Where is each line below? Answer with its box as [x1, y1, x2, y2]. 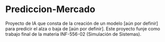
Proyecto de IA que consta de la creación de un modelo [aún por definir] [5, 20, 158, 26]
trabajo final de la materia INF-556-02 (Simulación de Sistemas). [5, 31, 142, 37]
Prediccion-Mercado [5, 4, 96, 15]
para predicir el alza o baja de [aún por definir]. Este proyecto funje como [5, 25, 160, 31]
